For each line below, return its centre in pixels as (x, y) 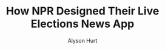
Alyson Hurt (82, 40)
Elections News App (82, 24)
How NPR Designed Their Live (82, 11)
